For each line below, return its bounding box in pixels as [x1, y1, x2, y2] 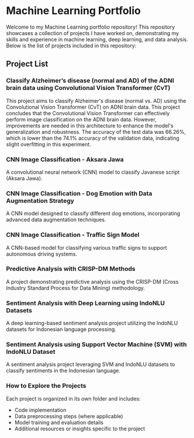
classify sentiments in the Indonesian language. [6, 367, 121, 374]
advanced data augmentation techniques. [6, 216, 106, 223]
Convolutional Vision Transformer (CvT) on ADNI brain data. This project [6, 104, 180, 111]
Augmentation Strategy [6, 196, 75, 205]
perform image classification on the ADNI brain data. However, [6, 116, 157, 123]
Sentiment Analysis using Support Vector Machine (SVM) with [6, 340, 187, 349]
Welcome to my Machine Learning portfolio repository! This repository [6, 23, 175, 30]
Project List [6, 59, 49, 69]
